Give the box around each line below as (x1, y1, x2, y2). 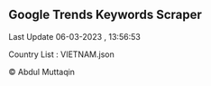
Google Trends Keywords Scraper (8, 7, 202, 23)
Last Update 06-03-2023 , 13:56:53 (8, 31, 141, 42)
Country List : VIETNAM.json (8, 49, 115, 60)
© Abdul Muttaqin (8, 66, 76, 77)
